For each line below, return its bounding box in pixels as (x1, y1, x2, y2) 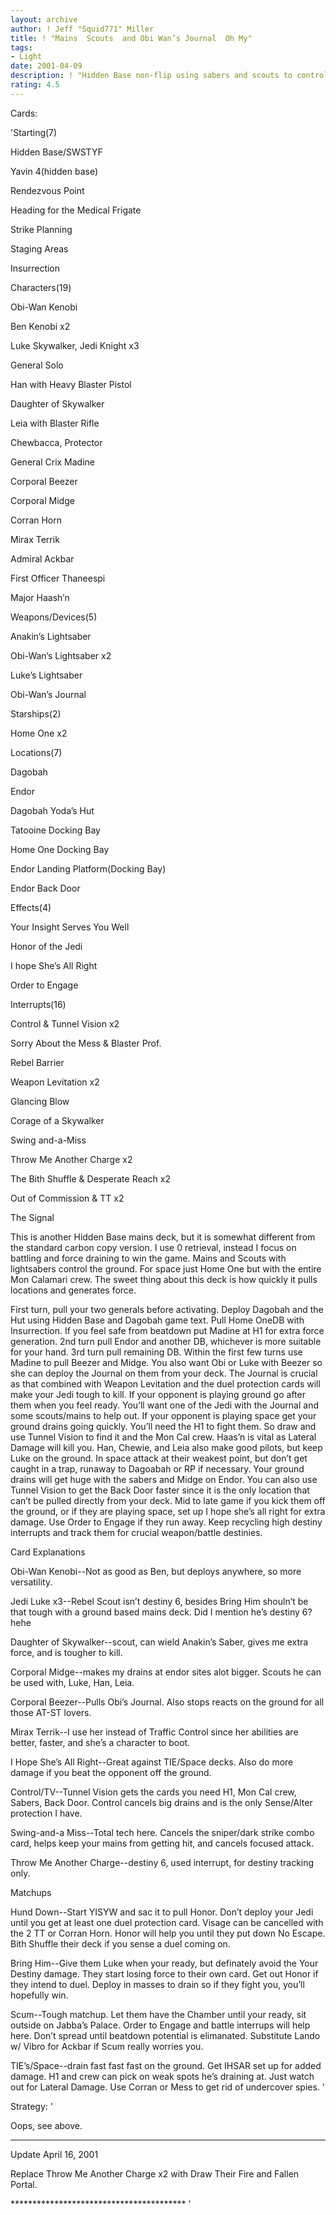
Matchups (10, 1886, 52, 1898)
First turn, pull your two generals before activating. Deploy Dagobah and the (10, 1303, 324, 1315)
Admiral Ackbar (10, 552, 75, 565)
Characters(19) (10, 281, 72, 293)
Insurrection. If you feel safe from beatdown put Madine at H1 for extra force (10, 1324, 325, 1336)
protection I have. (10, 1807, 83, 1819)
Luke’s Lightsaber (10, 669, 83, 681)
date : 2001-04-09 (10, 61, 83, 71)
